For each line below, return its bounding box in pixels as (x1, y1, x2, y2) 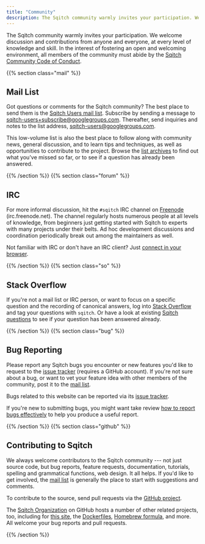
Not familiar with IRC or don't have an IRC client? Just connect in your (6, 244, 182, 251)
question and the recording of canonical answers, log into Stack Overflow (6, 302, 192, 310)
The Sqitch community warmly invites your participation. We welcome (6, 31, 182, 38)
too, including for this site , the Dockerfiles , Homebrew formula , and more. (6, 512, 191, 520)
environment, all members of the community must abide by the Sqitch (6, 51, 182, 58)
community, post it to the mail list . (6, 380, 92, 388)
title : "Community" (6, 9, 56, 15)
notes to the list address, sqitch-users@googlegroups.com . (6, 123, 156, 130)
